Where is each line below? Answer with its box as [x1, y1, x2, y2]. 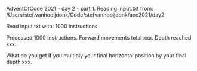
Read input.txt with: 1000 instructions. [6, 23, 100, 30]
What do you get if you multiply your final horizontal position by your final [6, 52, 187, 59]
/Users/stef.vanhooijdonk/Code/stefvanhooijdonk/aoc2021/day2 [6, 11, 165, 18]
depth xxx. [6, 59, 33, 65]
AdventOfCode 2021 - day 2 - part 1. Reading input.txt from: [6, 5, 153, 12]
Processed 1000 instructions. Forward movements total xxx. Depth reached [6, 34, 192, 41]
